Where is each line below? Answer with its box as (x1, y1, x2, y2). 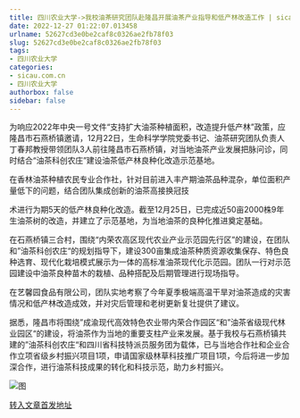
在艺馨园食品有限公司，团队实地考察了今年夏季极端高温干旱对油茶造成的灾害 (9, 287, 291, 297)
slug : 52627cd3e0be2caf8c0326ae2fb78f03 (9, 38, 162, 47)
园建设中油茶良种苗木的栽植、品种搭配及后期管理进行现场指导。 (9, 268, 244, 279)
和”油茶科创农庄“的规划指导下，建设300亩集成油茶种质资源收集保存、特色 (9, 246, 281, 256)
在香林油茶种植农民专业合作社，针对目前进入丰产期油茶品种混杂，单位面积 (9, 174, 283, 185)
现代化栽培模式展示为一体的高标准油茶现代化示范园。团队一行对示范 (39, 256, 291, 268)
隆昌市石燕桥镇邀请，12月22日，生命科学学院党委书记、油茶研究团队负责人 (9, 133, 286, 144)
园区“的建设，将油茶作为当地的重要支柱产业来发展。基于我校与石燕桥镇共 (16, 328, 287, 339)
